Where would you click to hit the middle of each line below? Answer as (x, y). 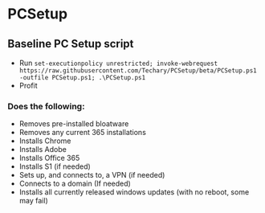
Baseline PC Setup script (71, 44)
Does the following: (46, 106)
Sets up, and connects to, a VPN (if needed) (92, 175)
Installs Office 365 (49, 158)
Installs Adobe (43, 150)
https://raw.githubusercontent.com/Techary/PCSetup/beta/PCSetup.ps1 (138, 71)
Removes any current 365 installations (82, 133)
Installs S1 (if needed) (55, 166)
